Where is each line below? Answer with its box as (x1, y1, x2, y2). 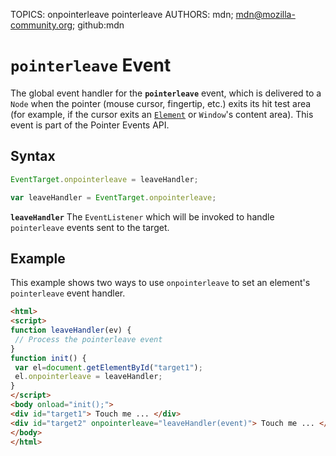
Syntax (10, 148, 56, 165)
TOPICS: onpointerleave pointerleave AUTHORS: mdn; (10, 9, 234, 20)
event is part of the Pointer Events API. (10, 119, 170, 131)
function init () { (10, 353, 87, 363)
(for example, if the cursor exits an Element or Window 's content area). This (10, 108, 314, 120)
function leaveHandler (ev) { (10, 325, 132, 336)
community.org (10, 19, 73, 31)
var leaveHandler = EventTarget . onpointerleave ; (10, 192, 217, 203)
